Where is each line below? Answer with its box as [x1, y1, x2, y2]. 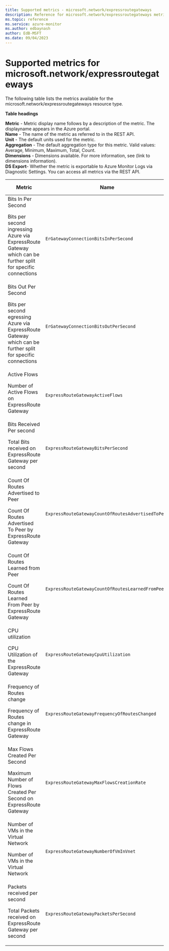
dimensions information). [5, 157, 57, 164]
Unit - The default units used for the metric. [5, 136, 96, 142]
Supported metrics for [5, 58, 100, 69]
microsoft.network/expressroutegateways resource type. [5, 100, 123, 107]
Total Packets [8, 907, 40, 914]
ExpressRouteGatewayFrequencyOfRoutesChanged [45, 711, 156, 717]
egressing [8, 313, 32, 321]
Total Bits [8, 438, 30, 445]
